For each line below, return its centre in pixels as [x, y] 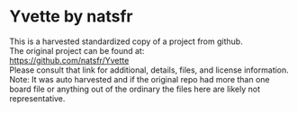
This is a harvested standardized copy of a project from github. [126, 41]
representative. [37, 98]
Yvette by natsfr [71, 17]
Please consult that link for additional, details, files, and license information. [149, 70]
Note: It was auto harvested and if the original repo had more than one [139, 79]
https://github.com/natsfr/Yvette [69, 60]
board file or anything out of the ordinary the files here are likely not [135, 89]
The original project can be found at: [77, 50]
